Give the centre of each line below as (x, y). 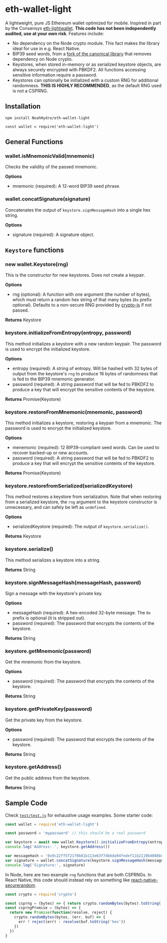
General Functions (34, 142)
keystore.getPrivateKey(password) (49, 709)
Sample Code (26, 803)
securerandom (20, 885)
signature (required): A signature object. (53, 235)
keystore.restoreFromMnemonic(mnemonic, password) (74, 412)
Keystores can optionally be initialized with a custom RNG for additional (85, 80)
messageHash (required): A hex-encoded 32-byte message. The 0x (82, 612)
